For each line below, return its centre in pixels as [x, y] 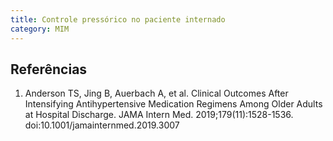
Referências [49, 69]
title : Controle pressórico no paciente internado [118, 19]
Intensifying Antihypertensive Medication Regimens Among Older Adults [173, 104]
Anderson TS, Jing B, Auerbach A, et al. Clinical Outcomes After [156, 93]
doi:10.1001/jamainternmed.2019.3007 [102, 125]
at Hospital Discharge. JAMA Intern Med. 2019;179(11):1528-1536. [159, 115]
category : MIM [40, 29]
